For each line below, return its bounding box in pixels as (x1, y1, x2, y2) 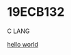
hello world (7, 40, 39, 48)
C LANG (7, 27, 30, 35)
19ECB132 (7, 4, 65, 20)
